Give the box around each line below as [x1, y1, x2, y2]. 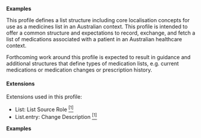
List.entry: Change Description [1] [14, 112, 97, 120]
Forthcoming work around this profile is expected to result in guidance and [6, 54, 191, 60]
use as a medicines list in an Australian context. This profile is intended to [6, 23, 188, 30]
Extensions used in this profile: [6, 93, 82, 100]
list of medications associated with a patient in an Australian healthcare [6, 36, 182, 42]
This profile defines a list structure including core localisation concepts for [6, 17, 190, 23]
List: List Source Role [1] [14, 105, 74, 113]
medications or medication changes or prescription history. [6, 66, 152, 73]
